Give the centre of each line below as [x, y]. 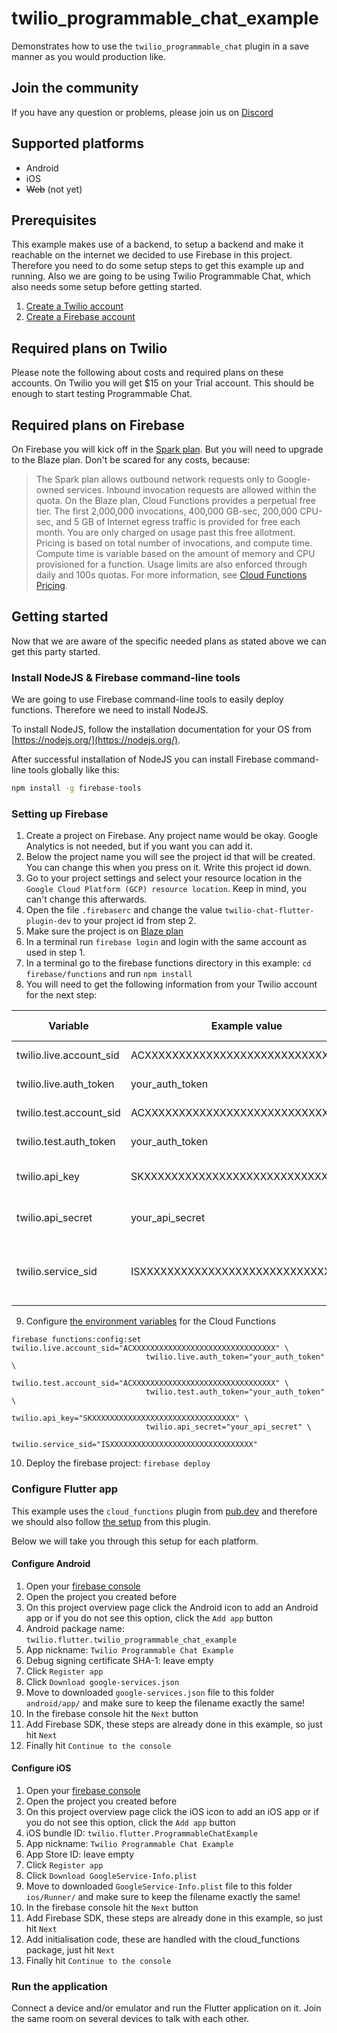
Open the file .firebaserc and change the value [124, 910]
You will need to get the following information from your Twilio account [171, 984]
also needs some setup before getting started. [107, 287]
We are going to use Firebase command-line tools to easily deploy [147, 699]
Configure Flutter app [65, 1489]
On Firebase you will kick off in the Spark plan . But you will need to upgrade [167, 449]
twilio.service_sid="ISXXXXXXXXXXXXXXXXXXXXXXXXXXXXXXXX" [134, 1445]
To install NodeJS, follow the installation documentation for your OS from [161, 729]
